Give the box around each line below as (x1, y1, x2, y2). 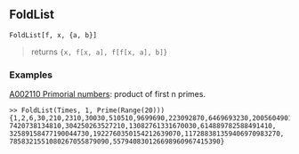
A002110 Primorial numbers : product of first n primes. (9, 89, 206, 100)
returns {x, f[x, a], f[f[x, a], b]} (30, 46, 168, 57)
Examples (9, 69, 53, 81)
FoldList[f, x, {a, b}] (9, 30, 98, 39)
